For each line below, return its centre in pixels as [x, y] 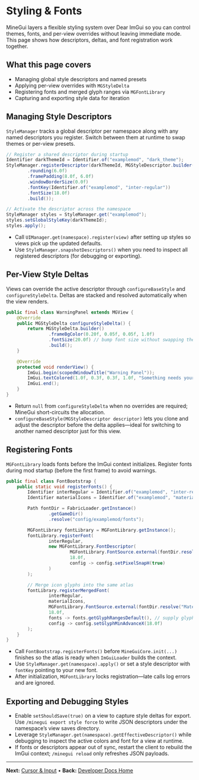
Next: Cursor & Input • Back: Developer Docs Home [70, 771]
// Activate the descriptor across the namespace [69, 209]
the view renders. [28, 301]
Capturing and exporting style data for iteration [72, 98]
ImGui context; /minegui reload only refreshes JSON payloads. [92, 753]
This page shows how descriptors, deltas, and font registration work [89, 40]
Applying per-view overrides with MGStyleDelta [72, 85]
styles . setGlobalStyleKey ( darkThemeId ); [57, 220]
